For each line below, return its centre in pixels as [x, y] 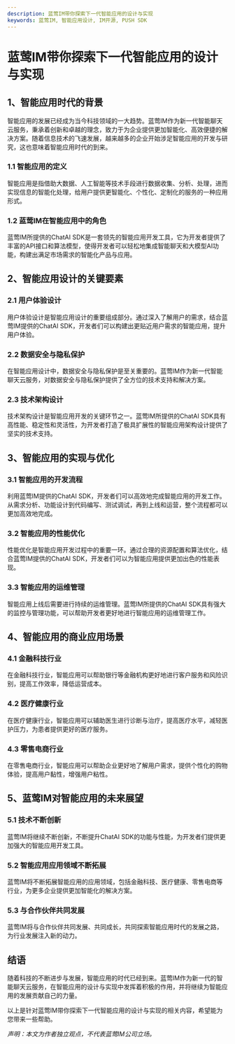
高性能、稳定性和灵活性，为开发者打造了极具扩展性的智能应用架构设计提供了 [117, 425]
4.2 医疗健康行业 [36, 704]
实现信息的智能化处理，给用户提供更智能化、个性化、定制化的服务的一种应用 [117, 192]
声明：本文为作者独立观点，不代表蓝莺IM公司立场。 [81, 1034]
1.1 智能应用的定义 [37, 167]
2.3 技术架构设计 [35, 400]
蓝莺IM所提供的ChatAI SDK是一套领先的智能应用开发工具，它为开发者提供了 [116, 237]
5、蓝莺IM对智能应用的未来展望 [76, 798]
